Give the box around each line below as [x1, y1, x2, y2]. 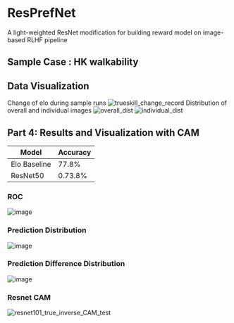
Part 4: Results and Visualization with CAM [7, 127, 199, 139]
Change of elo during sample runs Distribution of [7, 99, 228, 107]
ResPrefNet [7, 5, 76, 21]
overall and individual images [7, 106, 92, 115]
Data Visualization [7, 80, 90, 92]
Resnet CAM [7, 292, 51, 302]
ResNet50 [11, 170, 44, 180]
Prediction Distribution [7, 225, 87, 235]
